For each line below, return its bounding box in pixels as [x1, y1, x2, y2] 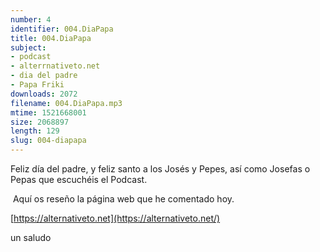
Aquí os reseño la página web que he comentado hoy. [12, 193, 235, 205]
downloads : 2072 [10, 89, 78, 99]
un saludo [10, 232, 52, 243]
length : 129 [10, 126, 60, 136]
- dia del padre [10, 71, 78, 81]
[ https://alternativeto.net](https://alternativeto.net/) [10, 212, 221, 224]
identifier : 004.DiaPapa [10, 24, 114, 34]
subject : [10, 42, 47, 53]
